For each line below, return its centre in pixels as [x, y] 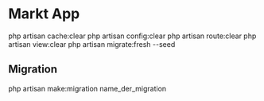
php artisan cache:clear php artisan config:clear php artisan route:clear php [132, 36]
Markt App [44, 14]
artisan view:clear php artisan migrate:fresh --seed [92, 44]
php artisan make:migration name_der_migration [87, 88]
